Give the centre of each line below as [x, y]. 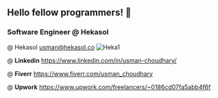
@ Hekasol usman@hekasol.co [51, 47]
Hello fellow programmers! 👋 [69, 13]
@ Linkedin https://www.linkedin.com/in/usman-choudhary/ [92, 60]
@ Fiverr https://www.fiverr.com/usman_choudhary [80, 73]
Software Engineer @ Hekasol [58, 32]
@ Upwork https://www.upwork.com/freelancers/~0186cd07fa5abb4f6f [109, 87]
